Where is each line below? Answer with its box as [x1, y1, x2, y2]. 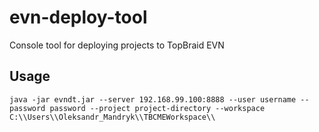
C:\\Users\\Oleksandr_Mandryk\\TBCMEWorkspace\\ [9, 112, 216, 122]
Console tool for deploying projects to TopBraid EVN [9, 39, 225, 51]
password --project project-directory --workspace [49, 103, 266, 113]
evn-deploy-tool [9, 6, 148, 29]
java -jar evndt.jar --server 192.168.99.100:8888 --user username [9, 94, 297, 105]
